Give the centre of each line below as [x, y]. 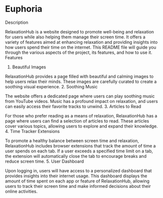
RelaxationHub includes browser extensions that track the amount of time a [81, 146]
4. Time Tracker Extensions [32, 131]
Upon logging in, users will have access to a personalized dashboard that [79, 170]
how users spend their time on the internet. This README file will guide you [81, 47]
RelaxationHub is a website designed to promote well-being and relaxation [80, 32]
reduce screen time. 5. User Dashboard [45, 161]
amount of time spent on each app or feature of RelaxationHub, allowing [77, 181]
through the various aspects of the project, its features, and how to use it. [79, 52]
